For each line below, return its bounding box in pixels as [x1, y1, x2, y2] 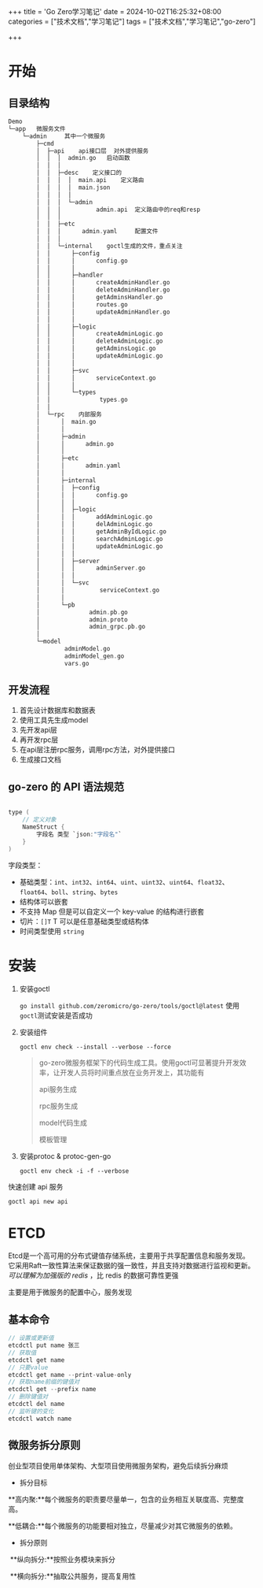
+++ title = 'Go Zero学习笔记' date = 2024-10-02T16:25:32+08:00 [8, 7, 222, 16]
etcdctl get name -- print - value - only [8, 1371, 132, 1378]
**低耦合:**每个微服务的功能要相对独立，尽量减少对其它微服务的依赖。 [8, 1521, 238, 1530]
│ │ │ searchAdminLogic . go [36, 535, 163, 543]
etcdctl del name [8, 1401, 65, 1408]
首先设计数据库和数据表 [19, 706, 96, 715]
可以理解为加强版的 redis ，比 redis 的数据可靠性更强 [8, 1271, 179, 1280]
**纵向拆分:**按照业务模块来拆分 [9, 1554, 116, 1564]
